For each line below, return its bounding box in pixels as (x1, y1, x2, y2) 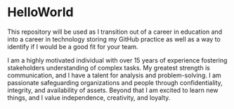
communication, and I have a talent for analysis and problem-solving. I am (7, 71, 221, 79)
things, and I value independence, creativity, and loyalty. (7, 93, 171, 102)
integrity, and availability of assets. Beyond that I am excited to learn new (7, 86, 219, 94)
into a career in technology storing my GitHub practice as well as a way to (7, 34, 221, 43)
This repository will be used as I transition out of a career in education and (7, 27, 223, 36)
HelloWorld (7, 4, 74, 20)
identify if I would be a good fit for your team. (7, 42, 138, 51)
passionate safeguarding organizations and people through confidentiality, (7, 78, 223, 86)
